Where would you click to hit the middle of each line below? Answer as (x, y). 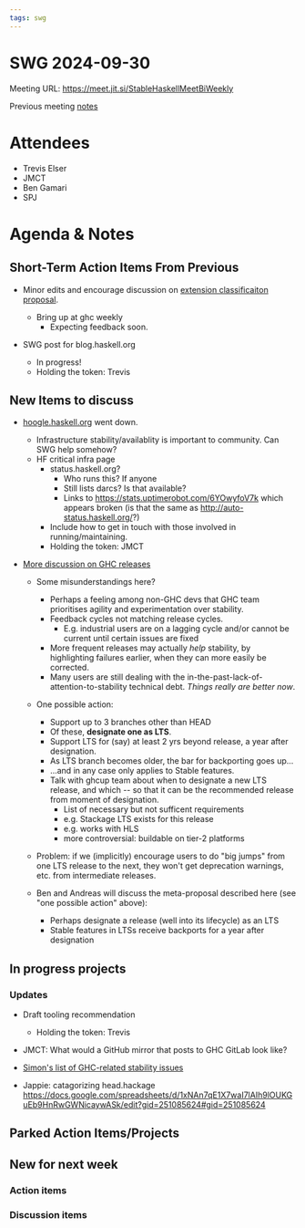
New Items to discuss (72, 400)
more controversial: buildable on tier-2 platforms (154, 838)
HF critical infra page (76, 459)
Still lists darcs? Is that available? (125, 488)
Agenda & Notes (72, 234)
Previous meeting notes (54, 106)
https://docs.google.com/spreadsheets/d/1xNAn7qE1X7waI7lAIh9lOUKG (158, 1095)
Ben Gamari (45, 187)
